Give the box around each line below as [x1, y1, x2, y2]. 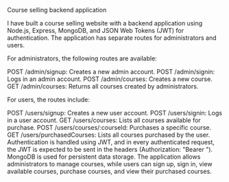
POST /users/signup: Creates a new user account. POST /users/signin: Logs [7, 109, 223, 117]
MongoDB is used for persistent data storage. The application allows [7, 152, 201, 161]
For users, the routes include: [7, 95, 91, 104]
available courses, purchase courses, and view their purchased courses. [7, 168, 213, 175]
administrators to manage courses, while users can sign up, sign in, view [7, 160, 213, 168]
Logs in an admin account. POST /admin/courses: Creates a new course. [7, 75, 213, 83]
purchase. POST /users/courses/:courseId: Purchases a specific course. [7, 124, 212, 131]
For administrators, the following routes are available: [7, 54, 158, 62]
